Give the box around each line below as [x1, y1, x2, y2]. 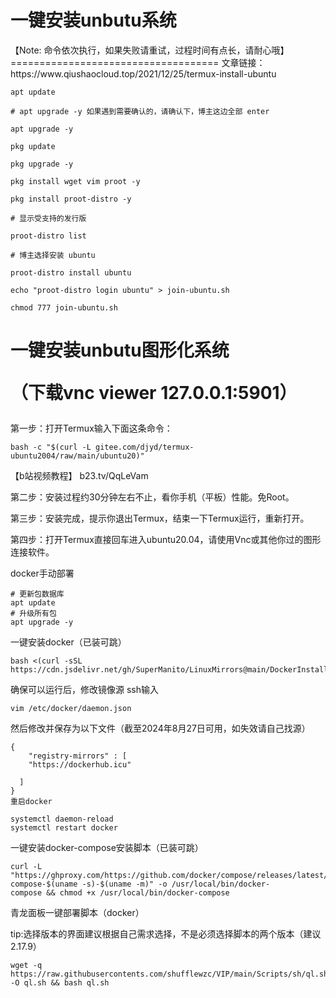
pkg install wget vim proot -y [10, 176, 141, 186]
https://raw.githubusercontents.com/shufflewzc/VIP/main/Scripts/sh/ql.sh [10, 969, 329, 980]
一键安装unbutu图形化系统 [10, 339, 230, 362]
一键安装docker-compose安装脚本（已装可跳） [10, 842, 204, 854]
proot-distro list [10, 231, 87, 241]
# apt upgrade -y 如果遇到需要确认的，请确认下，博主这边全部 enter [10, 106, 270, 116]
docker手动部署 [10, 567, 75, 580]
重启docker [10, 797, 53, 807]
